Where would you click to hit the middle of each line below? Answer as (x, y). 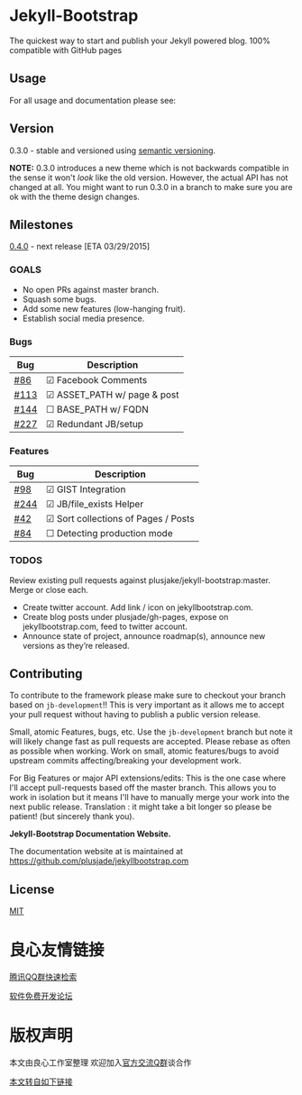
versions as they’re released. (76, 645)
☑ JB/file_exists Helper (95, 504)
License (32, 889)
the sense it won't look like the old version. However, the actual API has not (149, 178)
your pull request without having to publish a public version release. (135, 715)
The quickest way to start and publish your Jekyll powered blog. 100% (140, 41)
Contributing (46, 674)
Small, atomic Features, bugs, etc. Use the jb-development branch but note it (151, 732)
